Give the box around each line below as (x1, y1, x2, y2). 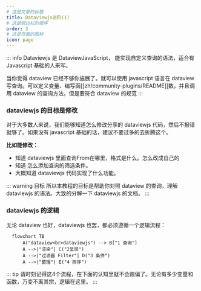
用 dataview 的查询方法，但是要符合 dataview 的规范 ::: (6, 90, 143, 97)
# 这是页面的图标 (6, 31, 44, 37)
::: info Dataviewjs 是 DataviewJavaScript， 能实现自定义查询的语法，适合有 (6, 54, 195, 61)
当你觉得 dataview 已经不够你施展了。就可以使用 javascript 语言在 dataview (6, 75, 195, 82)
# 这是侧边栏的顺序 (6, 20, 48, 26)
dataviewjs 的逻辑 (6, 206, 59, 215)
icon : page (6, 37, 34, 43)
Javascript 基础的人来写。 (6, 62, 71, 69)
